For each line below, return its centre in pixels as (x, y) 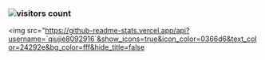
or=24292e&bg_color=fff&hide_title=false (77, 47)
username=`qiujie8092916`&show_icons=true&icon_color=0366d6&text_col (132, 39)
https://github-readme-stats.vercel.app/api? (117, 31)
